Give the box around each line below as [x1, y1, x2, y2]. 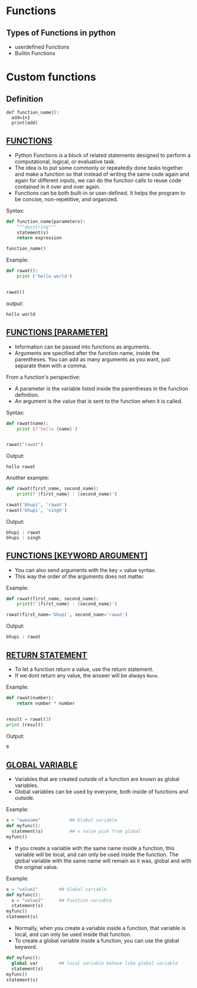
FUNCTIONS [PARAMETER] [6, 327, 108, 338]
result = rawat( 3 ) [6, 716, 51, 722]
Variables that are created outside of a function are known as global [14, 776, 180, 783]
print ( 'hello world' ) [17, 273, 73, 279]
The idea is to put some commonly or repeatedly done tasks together [14, 164, 183, 171]
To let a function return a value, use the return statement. [14, 666, 154, 673]
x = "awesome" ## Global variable [6, 818, 117, 824]
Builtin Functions [14, 50, 55, 57]
